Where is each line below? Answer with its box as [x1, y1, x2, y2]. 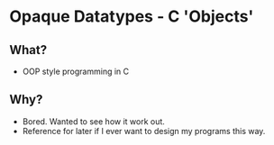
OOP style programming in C [22, 66, 130, 77]
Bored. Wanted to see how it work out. [22, 115, 165, 127]
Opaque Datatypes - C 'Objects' [9, 6, 254, 27]
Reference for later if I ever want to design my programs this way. [22, 125, 266, 136]
